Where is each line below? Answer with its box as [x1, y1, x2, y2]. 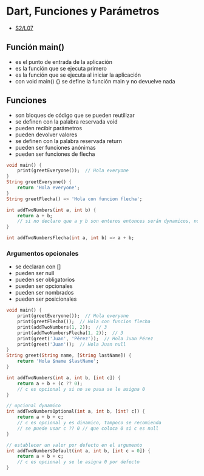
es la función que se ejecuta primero [15, 65, 107, 72]
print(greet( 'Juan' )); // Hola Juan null [17, 341, 126, 348]
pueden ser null [15, 270, 55, 277]
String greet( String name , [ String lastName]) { [6, 352, 132, 359]
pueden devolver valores [15, 131, 78, 138]
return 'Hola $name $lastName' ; [17, 358, 99, 365]
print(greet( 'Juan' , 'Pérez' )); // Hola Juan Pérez [17, 335, 154, 341]
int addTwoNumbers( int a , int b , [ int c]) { [6, 374, 121, 381]
